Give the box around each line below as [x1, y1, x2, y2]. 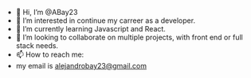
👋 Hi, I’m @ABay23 [15, 8, 78, 17]
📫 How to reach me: [15, 50, 84, 59]
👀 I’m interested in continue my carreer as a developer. [15, 16, 196, 25]
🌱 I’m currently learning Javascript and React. [15, 24, 166, 33]
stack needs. [15, 41, 58, 50]
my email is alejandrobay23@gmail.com [15, 61, 147, 70]
